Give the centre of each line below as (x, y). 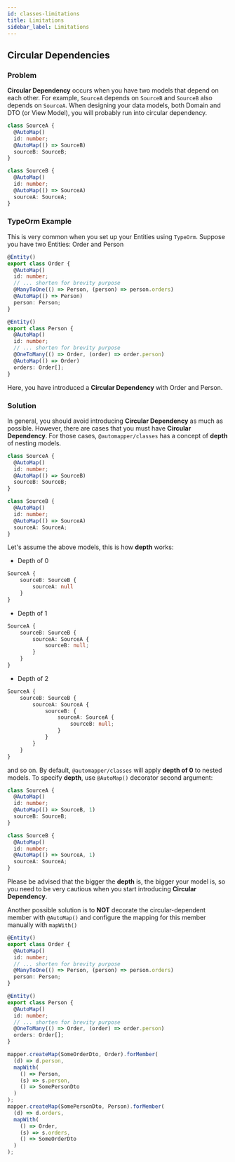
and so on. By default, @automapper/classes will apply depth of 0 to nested (115, 770)
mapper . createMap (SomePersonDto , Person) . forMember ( (86, 1107)
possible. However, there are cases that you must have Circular (99, 428)
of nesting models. (34, 443)
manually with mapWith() (42, 925)
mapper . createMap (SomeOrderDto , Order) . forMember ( (83, 1055)
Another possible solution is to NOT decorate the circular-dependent (106, 910)
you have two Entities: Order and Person (66, 244)
